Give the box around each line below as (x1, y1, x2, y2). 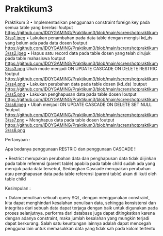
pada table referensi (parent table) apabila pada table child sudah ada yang (5, 161, 155, 166)
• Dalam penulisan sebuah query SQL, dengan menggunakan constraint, (5, 194, 150, 200)
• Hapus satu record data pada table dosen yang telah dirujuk (27, 50, 151, 56)
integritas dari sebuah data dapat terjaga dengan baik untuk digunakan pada (5, 205, 158, 211)
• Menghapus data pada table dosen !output (26, 117, 114, 123)
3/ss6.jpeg (5, 102, 27, 107)
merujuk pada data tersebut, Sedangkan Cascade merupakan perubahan (5, 165, 151, 171)
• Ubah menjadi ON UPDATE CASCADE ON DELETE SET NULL (27, 102, 152, 107)
